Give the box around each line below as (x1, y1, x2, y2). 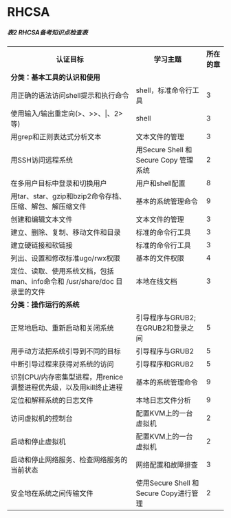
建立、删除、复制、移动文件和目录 (10, 228, 122, 238)
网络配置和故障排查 (135, 460, 198, 470)
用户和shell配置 (135, 178, 186, 188)
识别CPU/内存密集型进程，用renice (10, 373, 124, 382)
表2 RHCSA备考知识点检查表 (7, 28, 88, 37)
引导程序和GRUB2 (135, 360, 195, 369)
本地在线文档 (135, 277, 177, 287)
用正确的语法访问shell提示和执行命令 (10, 91, 129, 101)
